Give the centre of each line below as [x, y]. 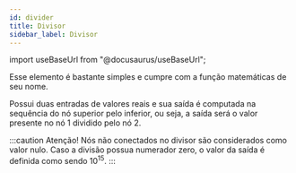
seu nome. [29, 87]
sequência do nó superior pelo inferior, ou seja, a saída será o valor [134, 114]
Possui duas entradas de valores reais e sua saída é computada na [133, 104]
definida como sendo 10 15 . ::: [63, 160]
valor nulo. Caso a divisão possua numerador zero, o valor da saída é [137, 150]
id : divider [31, 17]
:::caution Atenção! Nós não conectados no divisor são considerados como [148, 141]
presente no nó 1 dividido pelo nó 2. [75, 123]
